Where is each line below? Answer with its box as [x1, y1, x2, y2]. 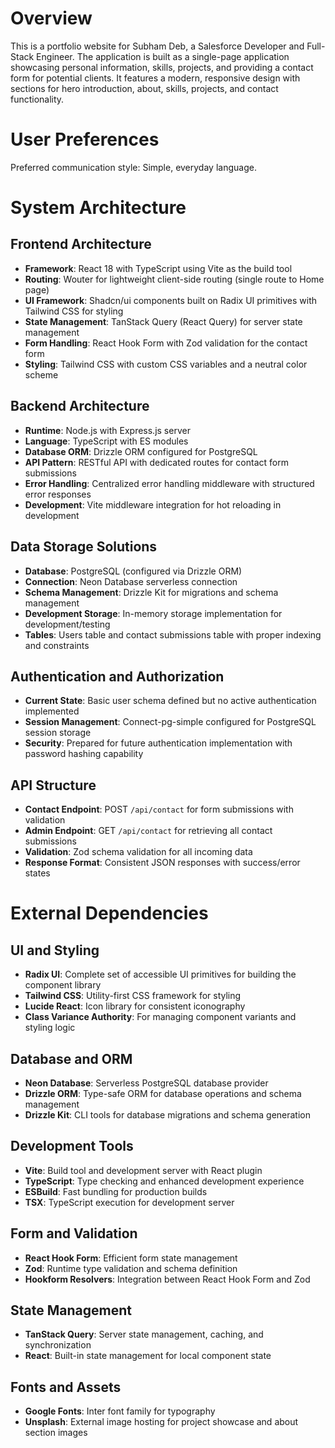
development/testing [24, 618, 111, 630]
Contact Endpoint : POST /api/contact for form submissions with [24, 803, 294, 816]
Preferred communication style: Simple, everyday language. [10, 161, 257, 173]
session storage [24, 727, 92, 739]
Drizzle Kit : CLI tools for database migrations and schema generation [24, 1108, 312, 1121]
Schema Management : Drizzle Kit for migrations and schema [24, 586, 279, 598]
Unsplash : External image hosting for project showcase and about [24, 1416, 299, 1428]
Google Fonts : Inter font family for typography [24, 1405, 216, 1417]
